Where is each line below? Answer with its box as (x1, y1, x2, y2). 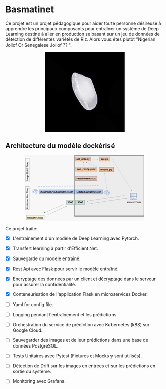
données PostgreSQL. (12, 343, 59, 349)
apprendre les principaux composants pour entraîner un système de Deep (5, 25, 159, 31)
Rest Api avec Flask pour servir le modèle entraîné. (12, 266, 119, 272)
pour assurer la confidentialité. (12, 282, 77, 288)
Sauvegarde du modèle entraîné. (12, 255, 81, 262)
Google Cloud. (12, 327, 43, 333)
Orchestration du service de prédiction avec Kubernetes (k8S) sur (12, 322, 150, 328)
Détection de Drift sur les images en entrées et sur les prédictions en (12, 363, 156, 369)
